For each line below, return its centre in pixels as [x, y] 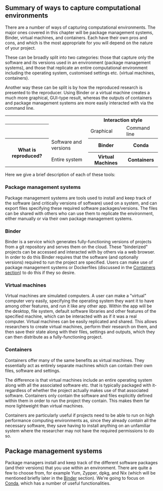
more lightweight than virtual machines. [44, 406]
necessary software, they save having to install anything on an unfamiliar [78, 425]
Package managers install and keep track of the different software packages [81, 463]
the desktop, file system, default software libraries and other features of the [81, 311]
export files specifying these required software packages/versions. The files [81, 208]
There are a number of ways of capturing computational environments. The [80, 27]
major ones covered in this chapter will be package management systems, [79, 32]
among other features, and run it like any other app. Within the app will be [79, 306]
